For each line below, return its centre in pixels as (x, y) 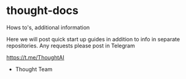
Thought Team (34, 69)
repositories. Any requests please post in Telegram (71, 46)
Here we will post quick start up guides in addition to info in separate (93, 39)
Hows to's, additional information (48, 27)
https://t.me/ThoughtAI (35, 57)
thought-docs (42, 11)
